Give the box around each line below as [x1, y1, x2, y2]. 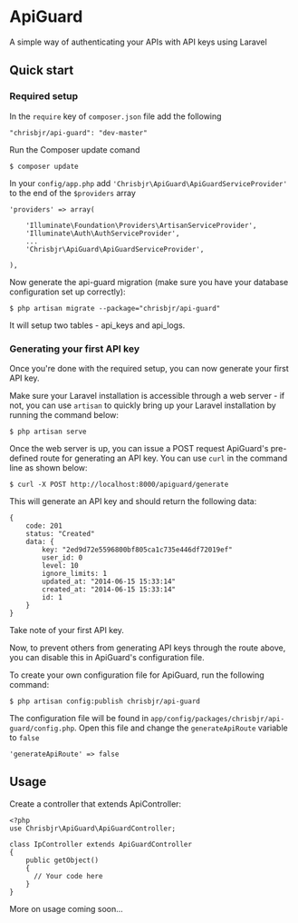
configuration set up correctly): [9, 286, 126, 297]
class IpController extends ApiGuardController [9, 839, 193, 849]
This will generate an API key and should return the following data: [9, 495, 257, 506]
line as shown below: [9, 461, 88, 473]
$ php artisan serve [9, 427, 88, 436]
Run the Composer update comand [9, 144, 140, 155]
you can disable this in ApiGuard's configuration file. [9, 651, 206, 662]
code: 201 [25, 521, 63, 531]
